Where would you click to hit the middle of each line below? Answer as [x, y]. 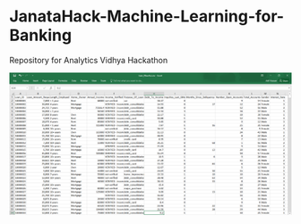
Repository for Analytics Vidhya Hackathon [89, 60]
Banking [41, 35]
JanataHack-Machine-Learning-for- [147, 17]
